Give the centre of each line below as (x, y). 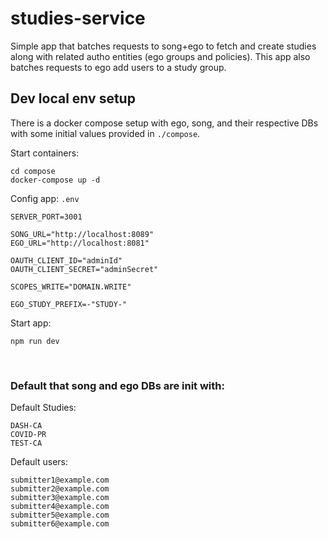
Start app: (31, 323)
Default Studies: (43, 408)
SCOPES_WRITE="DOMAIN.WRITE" (71, 287)
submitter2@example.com (60, 489)
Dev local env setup (73, 98)
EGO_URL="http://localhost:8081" (80, 243)
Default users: (39, 462)
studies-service (78, 18)
